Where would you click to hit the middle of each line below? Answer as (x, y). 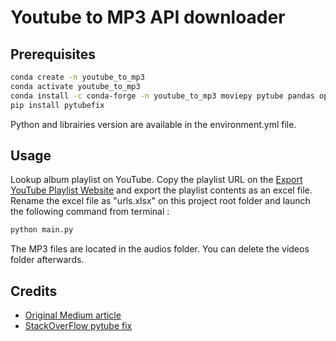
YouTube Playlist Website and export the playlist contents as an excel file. (161, 190)
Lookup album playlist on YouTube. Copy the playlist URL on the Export (156, 180)
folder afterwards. (47, 260)
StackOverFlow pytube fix (78, 325)
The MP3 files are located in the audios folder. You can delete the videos (160, 249)
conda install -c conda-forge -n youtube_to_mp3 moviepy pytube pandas (162, 96)
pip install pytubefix (57, 105)
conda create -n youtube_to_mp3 (77, 77)
